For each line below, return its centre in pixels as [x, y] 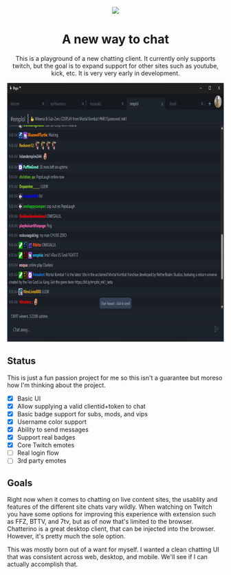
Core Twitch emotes [46, 445]
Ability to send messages [53, 429]
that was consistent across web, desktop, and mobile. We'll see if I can [108, 557]
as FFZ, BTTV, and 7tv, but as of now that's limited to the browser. [100, 522]
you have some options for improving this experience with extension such [112, 514]
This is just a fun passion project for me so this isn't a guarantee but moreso [115, 378]
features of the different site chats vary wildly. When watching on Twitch [110, 507]
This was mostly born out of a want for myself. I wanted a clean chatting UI [113, 549]
